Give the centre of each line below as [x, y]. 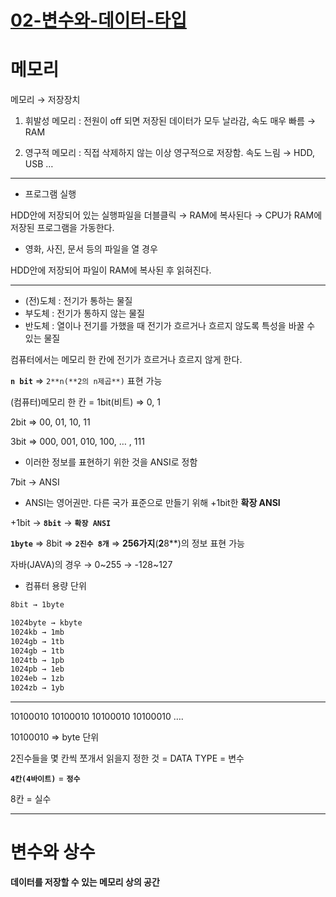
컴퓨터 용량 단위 [55, 586]
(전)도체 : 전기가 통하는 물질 [78, 301]
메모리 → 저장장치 [45, 100]
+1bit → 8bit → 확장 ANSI [61, 523]
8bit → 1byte [37, 605]
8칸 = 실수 [31, 799]
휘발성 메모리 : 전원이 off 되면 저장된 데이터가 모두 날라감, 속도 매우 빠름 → [170, 121]
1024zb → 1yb [37, 688]
